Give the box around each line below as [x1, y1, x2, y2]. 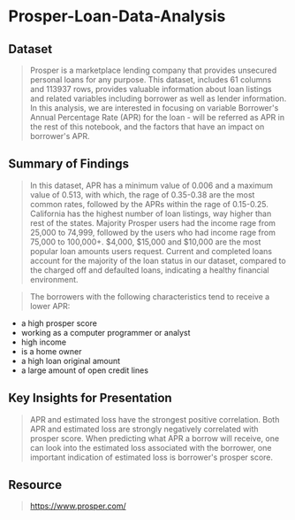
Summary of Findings [8, 157, 130, 172]
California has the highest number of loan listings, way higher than [29, 208, 272, 219]
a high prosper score [20, 317, 98, 329]
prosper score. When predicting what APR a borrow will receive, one [29, 432, 280, 444]
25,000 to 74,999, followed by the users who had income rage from [29, 227, 276, 237]
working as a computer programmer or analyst [20, 327, 191, 338]
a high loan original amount [20, 355, 121, 366]
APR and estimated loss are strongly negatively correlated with [29, 423, 259, 434]
